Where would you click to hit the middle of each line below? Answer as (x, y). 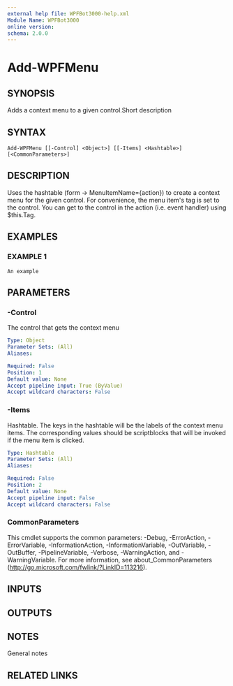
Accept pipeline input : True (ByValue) (65, 386)
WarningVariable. (32, 560)
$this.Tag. (22, 214)
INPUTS (24, 589)
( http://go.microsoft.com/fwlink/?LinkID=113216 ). (77, 567)
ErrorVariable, (27, 545)
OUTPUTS (30, 613)
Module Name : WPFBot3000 (43, 20)
